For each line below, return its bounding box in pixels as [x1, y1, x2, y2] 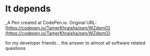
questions [5, 45, 26, 51]
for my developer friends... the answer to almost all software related [5, 39, 145, 45]
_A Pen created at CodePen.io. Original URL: [5, 19, 97, 25]
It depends [5, 3, 51, 14]
